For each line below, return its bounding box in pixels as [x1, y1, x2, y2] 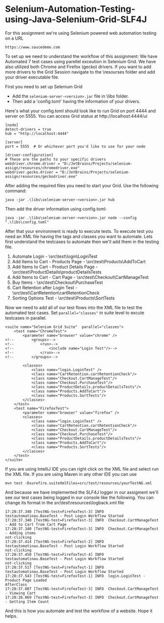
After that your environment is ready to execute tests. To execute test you [5, 228, 153, 234]
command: [5, 188, 27, 194]
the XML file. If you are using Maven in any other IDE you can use [5, 471, 137, 477]
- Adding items [5, 530, 36, 535]
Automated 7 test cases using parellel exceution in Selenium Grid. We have [5, 58, 156, 64]
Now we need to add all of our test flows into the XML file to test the [5, 304, 143, 310]
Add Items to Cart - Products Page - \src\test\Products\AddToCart [12, 258, 146, 264]
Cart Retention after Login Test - [12, 284, 77, 290]
